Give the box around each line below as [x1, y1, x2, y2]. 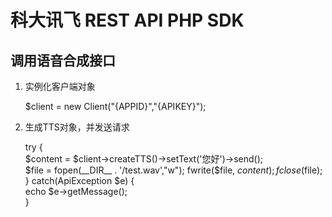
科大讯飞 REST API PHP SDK [10, 9, 245, 32]
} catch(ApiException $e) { [24, 175, 135, 186]
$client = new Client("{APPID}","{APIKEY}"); [24, 101, 207, 112]
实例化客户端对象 [24, 81, 96, 92]
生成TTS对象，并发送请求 [24, 121, 130, 133]
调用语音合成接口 [10, 52, 116, 69]
